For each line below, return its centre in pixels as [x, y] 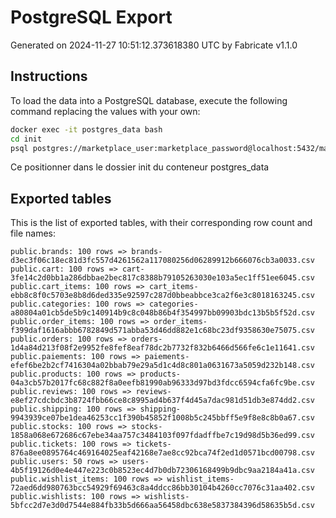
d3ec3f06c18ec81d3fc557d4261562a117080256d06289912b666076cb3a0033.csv [162, 261]
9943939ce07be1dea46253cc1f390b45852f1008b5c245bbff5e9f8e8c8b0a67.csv [162, 418]
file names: [33, 233]
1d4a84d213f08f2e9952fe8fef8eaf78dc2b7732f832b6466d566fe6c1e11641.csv [162, 348]
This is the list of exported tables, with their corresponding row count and [161, 223]
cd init [26, 139]
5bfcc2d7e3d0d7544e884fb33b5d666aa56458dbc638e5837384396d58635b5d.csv [162, 506]
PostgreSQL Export [91, 17]
